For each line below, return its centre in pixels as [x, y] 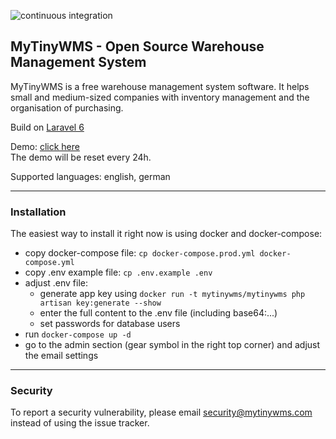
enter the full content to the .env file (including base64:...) [158, 313]
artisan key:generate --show [100, 303]
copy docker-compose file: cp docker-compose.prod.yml [140, 253]
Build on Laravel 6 [47, 127]
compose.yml [49, 263]
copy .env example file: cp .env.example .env [118, 272]
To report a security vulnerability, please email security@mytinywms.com [161, 412]
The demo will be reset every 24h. [81, 157]
